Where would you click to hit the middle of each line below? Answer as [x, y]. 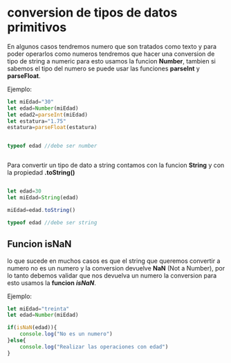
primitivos [37, 27]
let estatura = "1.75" [37, 121]
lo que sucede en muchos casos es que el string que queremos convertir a [114, 261]
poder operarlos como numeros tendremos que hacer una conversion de [111, 54]
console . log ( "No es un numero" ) [66, 334]
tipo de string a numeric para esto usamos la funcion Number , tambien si [111, 61]
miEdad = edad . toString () [41, 210]
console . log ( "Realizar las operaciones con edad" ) [94, 346]
